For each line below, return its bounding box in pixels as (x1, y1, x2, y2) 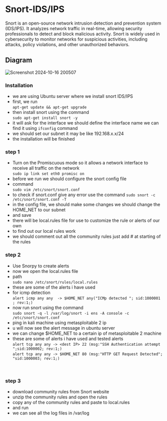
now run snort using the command (12, 305, 83, 311)
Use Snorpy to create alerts (12, 262, 69, 269)
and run (12, 404, 29, 410)
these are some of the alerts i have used (12, 284, 95, 290)
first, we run (12, 99, 37, 105)
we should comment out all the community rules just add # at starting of (12, 233, 161, 239)
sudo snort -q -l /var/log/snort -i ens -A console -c (12, 311, 129, 316)
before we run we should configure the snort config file (12, 176, 126, 182)
